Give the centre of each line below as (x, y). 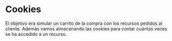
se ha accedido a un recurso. (36, 34)
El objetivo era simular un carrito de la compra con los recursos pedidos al (84, 23)
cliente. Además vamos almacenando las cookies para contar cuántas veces (86, 28)
